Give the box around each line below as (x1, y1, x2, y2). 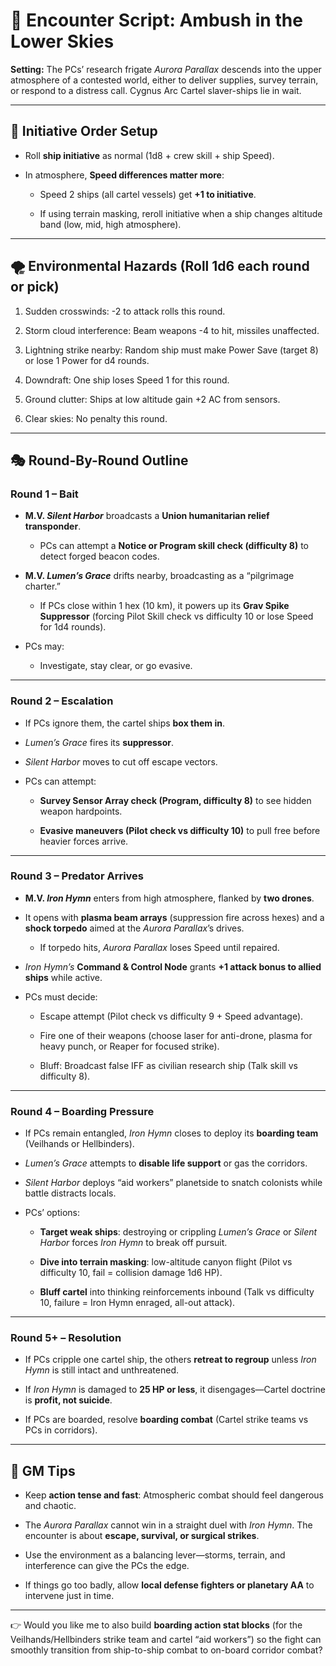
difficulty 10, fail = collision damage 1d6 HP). (39, 1267, 223, 1279)
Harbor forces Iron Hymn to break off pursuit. (39, 1237, 228, 1249)
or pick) (10, 279, 60, 296)
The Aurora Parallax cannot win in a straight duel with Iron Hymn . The (24, 1519, 313, 1531)
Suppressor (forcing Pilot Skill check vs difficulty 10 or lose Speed (39, 610, 314, 623)
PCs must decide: (24, 990, 98, 1003)
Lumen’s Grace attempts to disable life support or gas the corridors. (24, 1157, 308, 1169)
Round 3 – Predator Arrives (10, 869, 145, 883)
